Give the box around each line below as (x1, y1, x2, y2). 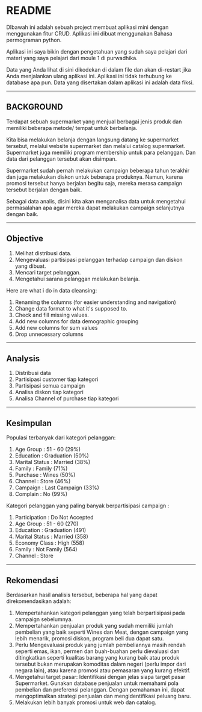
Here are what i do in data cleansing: (6, 286, 97, 294)
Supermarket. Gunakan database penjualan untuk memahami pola (14, 679, 179, 687)
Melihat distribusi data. (14, 249, 72, 256)
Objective (6, 234, 44, 244)
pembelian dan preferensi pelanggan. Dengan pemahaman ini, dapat (14, 686, 185, 693)
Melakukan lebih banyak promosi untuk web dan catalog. (14, 699, 157, 706)
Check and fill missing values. (14, 311, 89, 318)
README (6, 4, 52, 17)
